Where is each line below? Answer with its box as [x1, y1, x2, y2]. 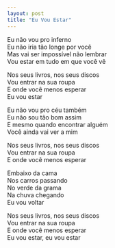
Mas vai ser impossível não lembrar [7, 49, 107, 58]
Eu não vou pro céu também [7, 106, 87, 114]
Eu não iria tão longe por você [7, 43, 92, 51]
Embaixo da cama [7, 169, 57, 177]
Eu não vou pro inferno [7, 35, 72, 43]
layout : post [7, 10, 44, 17]
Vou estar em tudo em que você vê [7, 57, 106, 65]
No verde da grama [7, 183, 62, 192]
